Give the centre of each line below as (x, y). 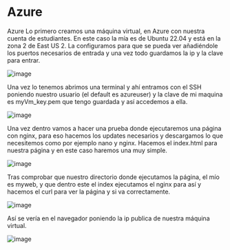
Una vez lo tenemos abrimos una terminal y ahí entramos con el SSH (104, 87)
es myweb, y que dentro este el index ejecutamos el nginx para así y (104, 184)
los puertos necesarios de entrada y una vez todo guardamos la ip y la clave (115, 53)
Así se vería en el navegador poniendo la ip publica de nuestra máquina (108, 218)
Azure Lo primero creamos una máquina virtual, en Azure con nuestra (106, 31)
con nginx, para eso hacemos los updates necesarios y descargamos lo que (115, 136)
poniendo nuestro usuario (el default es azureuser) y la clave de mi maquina (115, 94)
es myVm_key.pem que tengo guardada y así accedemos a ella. (97, 101)
